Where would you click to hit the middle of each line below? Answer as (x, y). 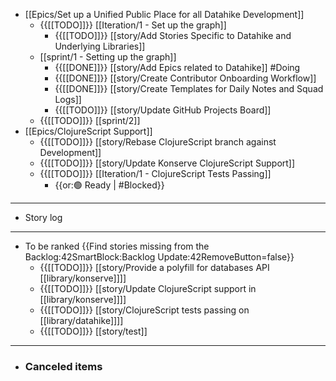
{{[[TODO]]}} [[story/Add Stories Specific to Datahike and (173, 35)
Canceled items (63, 366)
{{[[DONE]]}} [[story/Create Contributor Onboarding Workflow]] (185, 78)
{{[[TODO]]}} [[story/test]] (93, 331)
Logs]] (68, 99)
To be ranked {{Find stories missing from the (117, 246)
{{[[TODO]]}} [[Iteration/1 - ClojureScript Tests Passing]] (155, 173)
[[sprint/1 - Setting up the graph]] (108, 57)
